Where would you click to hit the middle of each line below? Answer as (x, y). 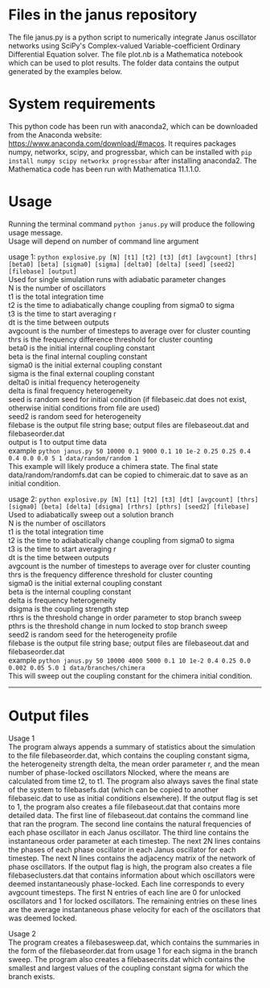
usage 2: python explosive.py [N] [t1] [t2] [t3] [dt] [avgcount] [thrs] (133, 499)
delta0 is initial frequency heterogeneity (74, 382)
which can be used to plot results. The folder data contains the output (124, 63)
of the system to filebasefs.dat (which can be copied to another (114, 789)
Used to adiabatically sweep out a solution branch (91, 514)
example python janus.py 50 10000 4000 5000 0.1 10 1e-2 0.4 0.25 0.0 (130, 660)
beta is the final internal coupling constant (78, 356)
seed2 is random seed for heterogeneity (75, 416)
